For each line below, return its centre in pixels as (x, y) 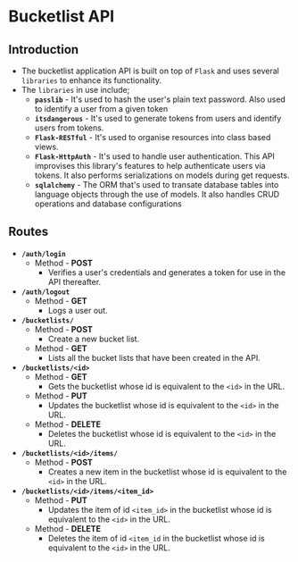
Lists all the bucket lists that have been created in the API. (154, 357)
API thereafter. (74, 281)
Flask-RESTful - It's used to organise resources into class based (153, 137)
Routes (29, 232)
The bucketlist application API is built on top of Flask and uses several (150, 71)
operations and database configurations (108, 204)
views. (46, 147)
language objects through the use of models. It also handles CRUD (157, 194)
